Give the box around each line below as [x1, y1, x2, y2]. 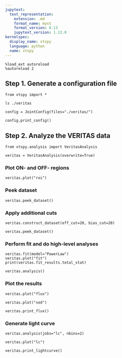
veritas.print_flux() [5, 308, 49, 313]
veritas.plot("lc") [5, 339, 45, 344]
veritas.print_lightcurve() [5, 348, 63, 353]
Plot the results [5, 280, 42, 287]
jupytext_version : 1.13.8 [14, 30, 67, 35]
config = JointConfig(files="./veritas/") [5, 110, 93, 114]
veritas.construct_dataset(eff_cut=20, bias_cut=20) [5, 220, 115, 226]
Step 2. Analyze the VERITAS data [5, 131, 111, 140]
